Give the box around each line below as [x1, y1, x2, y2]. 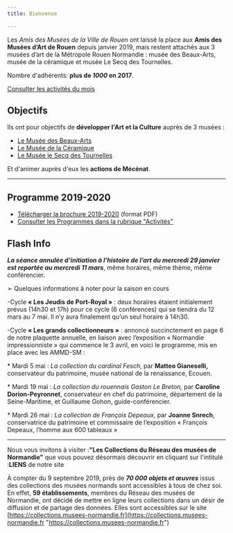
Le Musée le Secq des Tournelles [17, 151, 113, 160]
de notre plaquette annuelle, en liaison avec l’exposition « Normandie [7, 333, 205, 342]
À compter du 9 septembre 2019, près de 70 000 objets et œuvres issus [7, 474, 215, 482]
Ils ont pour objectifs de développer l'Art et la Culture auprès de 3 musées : [7, 123, 225, 132]
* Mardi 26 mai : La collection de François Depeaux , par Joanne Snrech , [7, 411, 215, 420]
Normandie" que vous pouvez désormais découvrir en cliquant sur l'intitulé [7, 453, 223, 461]
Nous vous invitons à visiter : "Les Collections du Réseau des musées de [7, 446, 216, 454]
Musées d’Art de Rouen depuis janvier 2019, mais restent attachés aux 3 [7, 42, 215, 51]
